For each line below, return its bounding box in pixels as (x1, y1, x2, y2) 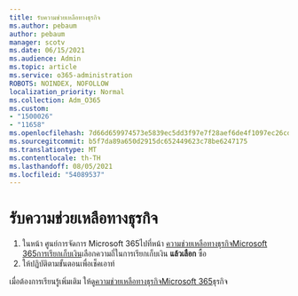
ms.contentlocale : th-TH (9, 153, 101, 163)
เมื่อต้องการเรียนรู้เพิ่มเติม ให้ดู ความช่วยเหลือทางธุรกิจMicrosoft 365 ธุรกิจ (9, 276, 228, 287)
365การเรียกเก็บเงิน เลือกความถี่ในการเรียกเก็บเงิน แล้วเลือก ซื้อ (21, 248, 207, 259)
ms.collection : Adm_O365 (9, 95, 101, 105)
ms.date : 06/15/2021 (9, 46, 86, 55)
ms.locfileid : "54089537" (9, 170, 105, 179)
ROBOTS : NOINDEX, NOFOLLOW (9, 79, 109, 88)
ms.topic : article (9, 63, 77, 72)
